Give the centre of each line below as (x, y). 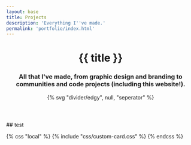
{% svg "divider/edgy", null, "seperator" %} (101, 97)
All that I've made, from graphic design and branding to (101, 77)
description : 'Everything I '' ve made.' (56, 23)
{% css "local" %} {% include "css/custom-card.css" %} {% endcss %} (95, 136)
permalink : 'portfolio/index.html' (51, 28)
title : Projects (26, 17)
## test (15, 125)
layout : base (22, 12)
